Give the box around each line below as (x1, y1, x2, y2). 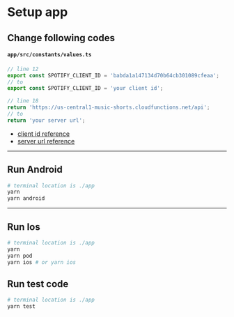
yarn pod (7, 252, 33, 259)
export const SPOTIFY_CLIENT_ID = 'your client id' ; (7, 85, 164, 92)
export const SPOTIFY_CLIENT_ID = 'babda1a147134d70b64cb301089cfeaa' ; (7, 72, 219, 79)
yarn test (7, 303, 36, 310)
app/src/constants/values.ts (7, 52, 92, 59)
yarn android (7, 195, 45, 202)
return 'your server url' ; (7, 116, 86, 124)
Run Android (7, 164, 63, 176)
